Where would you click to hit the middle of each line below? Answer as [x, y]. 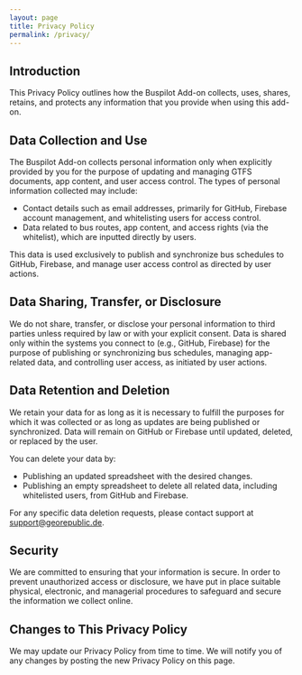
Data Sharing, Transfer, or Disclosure [115, 302]
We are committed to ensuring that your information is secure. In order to [145, 572]
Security [34, 551]
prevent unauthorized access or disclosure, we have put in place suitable [145, 582]
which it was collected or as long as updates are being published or [135, 421]
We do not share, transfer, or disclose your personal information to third [142, 324]
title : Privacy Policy [52, 26]
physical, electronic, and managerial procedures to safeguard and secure [146, 591]
